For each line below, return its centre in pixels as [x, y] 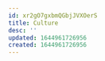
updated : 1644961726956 [48, 38]
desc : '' [23, 30]
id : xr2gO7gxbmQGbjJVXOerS [53, 15]
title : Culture [33, 23]
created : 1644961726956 [48, 45]
